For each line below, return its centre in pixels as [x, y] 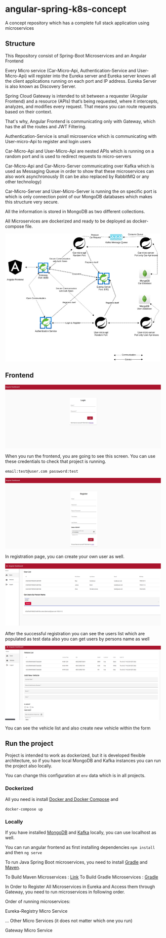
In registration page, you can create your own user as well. [65, 556]
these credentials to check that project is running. [56, 461]
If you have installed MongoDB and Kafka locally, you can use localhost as [81, 832]
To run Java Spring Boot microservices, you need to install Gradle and [76, 862]
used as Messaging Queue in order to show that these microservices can [80, 171]
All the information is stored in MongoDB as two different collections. [75, 211]
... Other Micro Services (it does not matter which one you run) [69, 921]
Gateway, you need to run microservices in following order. [65, 892]
